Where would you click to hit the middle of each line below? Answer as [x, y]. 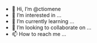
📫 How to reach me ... [39, 34]
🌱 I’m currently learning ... [43, 21]
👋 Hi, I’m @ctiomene [36, 9]
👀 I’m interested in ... [36, 15]
